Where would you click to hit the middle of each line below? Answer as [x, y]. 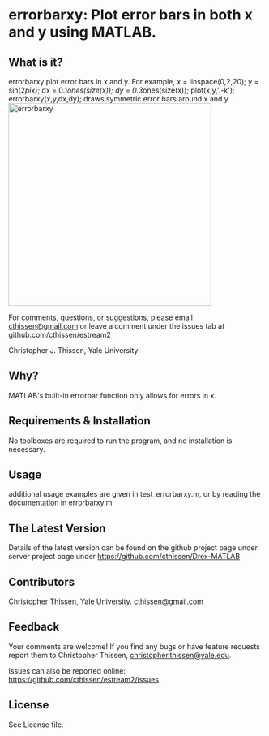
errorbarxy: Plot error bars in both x [131, 15]
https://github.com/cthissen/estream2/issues [84, 679]
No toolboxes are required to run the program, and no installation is [120, 441]
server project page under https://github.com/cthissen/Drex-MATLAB [124, 557]
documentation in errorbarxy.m [60, 503]
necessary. [27, 449]
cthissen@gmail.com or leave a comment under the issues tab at [117, 326]
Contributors [42, 582]
